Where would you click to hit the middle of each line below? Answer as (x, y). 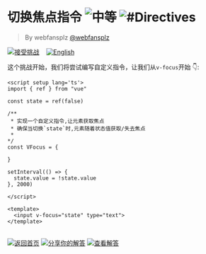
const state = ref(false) (45, 101)
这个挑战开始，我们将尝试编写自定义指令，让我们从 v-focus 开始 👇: (103, 67)
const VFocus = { (33, 147)
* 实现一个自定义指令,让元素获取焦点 (57, 121)
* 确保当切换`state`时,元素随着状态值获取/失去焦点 (78, 128)
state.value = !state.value (55, 178)
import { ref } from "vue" (47, 88)
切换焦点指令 (45, 17)
